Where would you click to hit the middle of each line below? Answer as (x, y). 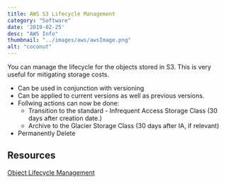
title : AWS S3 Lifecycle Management (61, 14)
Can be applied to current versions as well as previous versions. (111, 96)
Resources (32, 155)
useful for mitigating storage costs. (58, 74)
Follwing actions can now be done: (68, 103)
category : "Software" (39, 21)
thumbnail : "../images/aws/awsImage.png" (69, 40)
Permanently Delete (46, 133)
